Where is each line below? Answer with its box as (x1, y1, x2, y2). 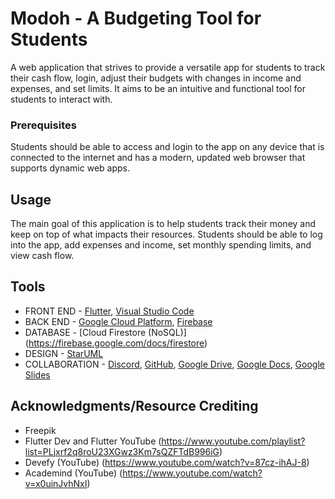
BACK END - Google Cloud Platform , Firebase (24, 315, 213, 327)
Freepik (24, 424, 57, 436)
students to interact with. (10, 93, 113, 105)
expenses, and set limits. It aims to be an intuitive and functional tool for (10, 82, 306, 94)
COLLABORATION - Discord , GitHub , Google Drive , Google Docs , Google (24, 358, 325, 370)
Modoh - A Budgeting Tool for (10, 7, 262, 30)
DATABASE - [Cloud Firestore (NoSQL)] (24, 326, 187, 338)
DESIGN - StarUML (24, 347, 104, 359)
